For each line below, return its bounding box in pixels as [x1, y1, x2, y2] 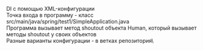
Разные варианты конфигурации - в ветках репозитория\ [6, 37, 154, 44]
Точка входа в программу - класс [6, 11, 94, 19]
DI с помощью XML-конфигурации [6, 5, 95, 12]
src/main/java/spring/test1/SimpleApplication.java [6, 18, 130, 25]
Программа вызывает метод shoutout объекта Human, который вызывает [6, 24, 197, 31]
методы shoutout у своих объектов [6, 31, 97, 38]
